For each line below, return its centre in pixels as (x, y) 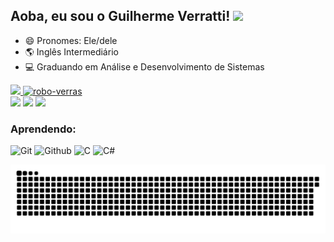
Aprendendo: (43, 129)
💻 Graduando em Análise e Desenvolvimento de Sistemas (144, 66)
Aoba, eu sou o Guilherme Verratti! (120, 16)
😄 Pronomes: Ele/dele (71, 40)
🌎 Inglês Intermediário (71, 51)
